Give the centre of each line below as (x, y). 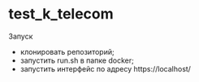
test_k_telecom (61, 14)
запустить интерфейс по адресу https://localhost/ (105, 68)
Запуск (21, 36)
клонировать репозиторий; (67, 51)
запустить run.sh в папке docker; (77, 60)
